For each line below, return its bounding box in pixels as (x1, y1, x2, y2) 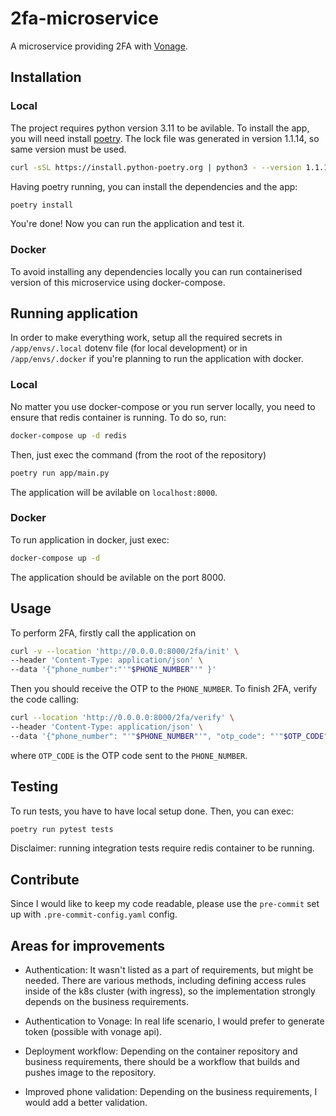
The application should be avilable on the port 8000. (10, 571, 227, 583)
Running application (10, 305, 139, 322)
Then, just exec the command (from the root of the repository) (10, 448, 267, 461)
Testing (10, 778, 59, 796)
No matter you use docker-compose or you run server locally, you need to (10, 400, 316, 412)
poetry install (10, 200, 74, 210)
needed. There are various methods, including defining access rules (24, 975, 307, 987)
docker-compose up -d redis (10, 430, 128, 441)
